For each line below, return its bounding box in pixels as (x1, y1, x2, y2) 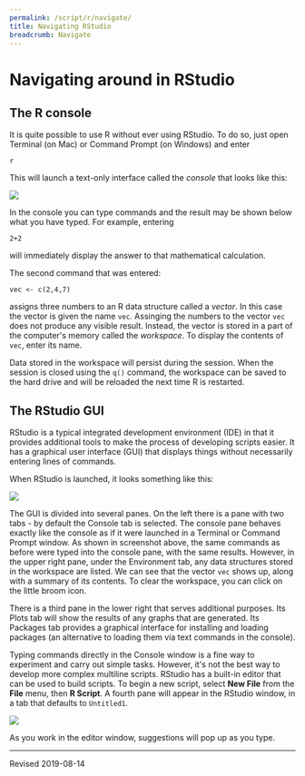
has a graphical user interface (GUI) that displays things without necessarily (9, 447, 293, 457)
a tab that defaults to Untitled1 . (9, 698, 129, 709)
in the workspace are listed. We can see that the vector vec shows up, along (9, 566, 294, 577)
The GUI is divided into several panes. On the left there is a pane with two (9, 508, 284, 519)
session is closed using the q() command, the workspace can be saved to (9, 367, 287, 378)
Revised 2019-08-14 (9, 759, 85, 770)
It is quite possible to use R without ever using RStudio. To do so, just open (9, 129, 289, 141)
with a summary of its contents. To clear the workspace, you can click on (9, 575, 283, 586)
